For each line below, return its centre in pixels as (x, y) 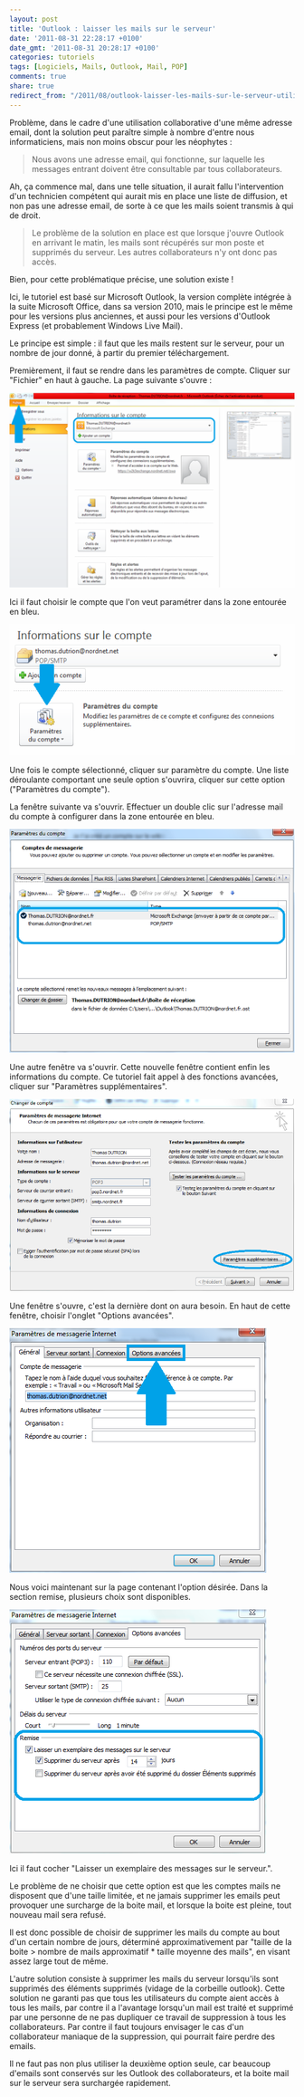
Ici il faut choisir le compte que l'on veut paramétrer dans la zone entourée (148, 602)
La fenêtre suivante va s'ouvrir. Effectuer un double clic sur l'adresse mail (146, 807)
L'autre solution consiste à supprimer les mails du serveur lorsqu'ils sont (144, 1979)
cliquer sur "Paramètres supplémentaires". (88, 1087)
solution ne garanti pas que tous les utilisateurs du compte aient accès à (144, 1998)
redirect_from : (38, 95)
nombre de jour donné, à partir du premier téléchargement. (119, 352)
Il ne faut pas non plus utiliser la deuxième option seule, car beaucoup (140, 2063)
